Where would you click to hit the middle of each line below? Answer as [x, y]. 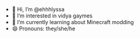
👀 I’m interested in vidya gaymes [52, 16]
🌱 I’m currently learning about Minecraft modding [73, 22]
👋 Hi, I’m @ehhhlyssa [38, 9]
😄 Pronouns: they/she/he [44, 28]
